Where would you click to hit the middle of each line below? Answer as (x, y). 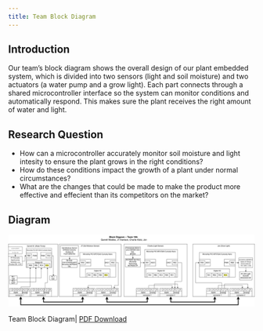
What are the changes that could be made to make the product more (130, 187)
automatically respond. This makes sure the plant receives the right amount (130, 101)
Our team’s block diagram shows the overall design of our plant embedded (128, 68)
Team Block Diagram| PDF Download (68, 318)
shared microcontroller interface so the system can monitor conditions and (128, 93)
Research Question (56, 135)
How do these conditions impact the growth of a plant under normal (129, 170)
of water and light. (38, 110)
